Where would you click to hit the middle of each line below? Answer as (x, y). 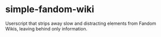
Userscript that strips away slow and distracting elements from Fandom (81, 23)
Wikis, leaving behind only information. (46, 28)
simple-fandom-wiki (50, 9)
